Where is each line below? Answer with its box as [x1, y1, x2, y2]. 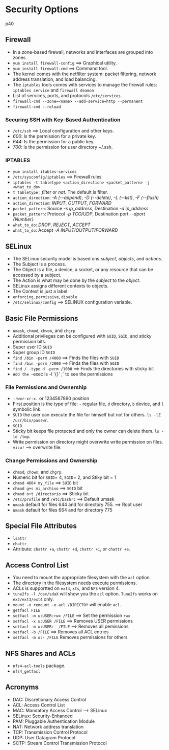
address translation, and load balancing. [12, 76, 97, 82]
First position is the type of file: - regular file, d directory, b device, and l [12, 401, 164, 407]
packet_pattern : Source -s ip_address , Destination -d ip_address [12, 206, 149, 212]
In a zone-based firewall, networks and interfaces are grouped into [12, 49, 153, 55]
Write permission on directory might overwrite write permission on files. [12, 439, 163, 445]
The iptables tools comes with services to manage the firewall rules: [12, 81, 157, 87]
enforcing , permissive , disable [12, 294, 77, 300]
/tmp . [19, 433, 31, 439]
